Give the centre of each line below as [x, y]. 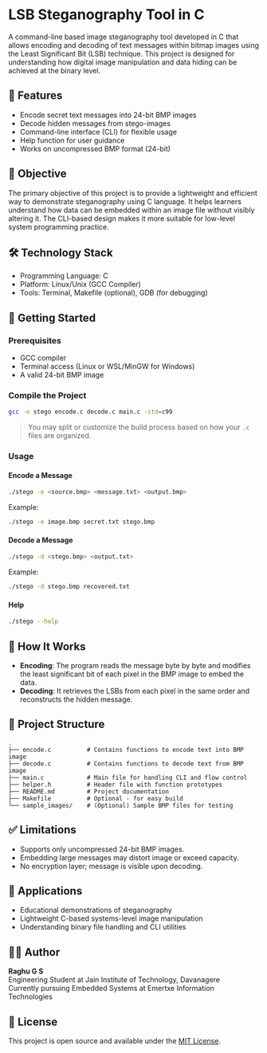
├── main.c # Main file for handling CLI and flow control [128, 777]
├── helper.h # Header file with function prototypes [116, 785]
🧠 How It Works [47, 646]
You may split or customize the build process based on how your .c [139, 427]
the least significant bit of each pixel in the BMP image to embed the [132, 674]
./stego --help [33, 622]
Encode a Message [41, 475]
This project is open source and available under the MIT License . [115, 1041]
